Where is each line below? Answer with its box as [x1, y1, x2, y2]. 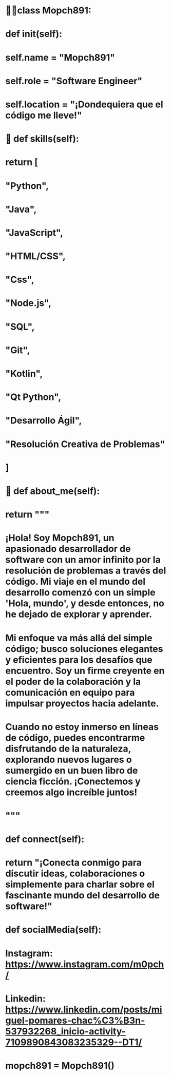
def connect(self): [5, 834, 85, 845]
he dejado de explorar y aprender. [5, 608, 153, 620]
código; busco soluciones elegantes [5, 643, 163, 655]
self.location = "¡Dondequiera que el [5, 99, 163, 110]
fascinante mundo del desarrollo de [5, 890, 160, 901]
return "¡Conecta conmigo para [5, 857, 142, 869]
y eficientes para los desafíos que [5, 654, 153, 665]
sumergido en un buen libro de [5, 764, 138, 776]
